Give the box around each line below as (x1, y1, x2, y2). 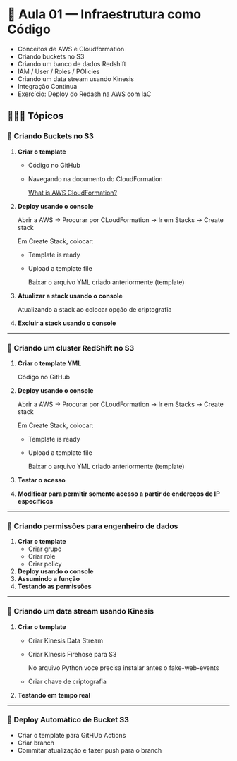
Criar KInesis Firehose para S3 (28, 650, 117, 658)
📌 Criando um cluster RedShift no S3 (7, 343, 135, 353)
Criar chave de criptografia (28, 677, 107, 686)
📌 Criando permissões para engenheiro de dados (7, 521, 178, 531)
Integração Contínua (17, 82, 78, 90)
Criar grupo (28, 544, 62, 553)
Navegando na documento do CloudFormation (28, 174, 164, 183)
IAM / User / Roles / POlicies (17, 67, 100, 75)
